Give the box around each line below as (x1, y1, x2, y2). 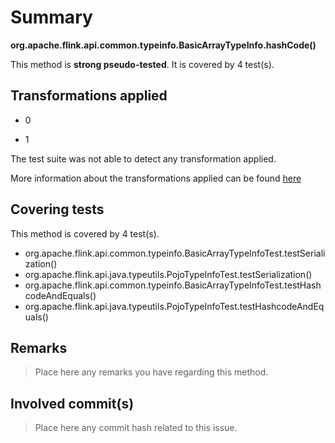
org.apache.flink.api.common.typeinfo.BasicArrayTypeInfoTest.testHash (24, 279, 322, 291)
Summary (10, 6, 93, 29)
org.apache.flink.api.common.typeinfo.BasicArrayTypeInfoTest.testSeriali (24, 247, 326, 259)
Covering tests (10, 201, 105, 218)
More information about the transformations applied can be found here (10, 172, 302, 184)
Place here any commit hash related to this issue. (34, 422, 238, 434)
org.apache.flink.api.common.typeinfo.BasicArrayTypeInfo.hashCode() (10, 39, 317, 51)
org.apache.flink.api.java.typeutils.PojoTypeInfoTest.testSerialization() (24, 268, 313, 280)
